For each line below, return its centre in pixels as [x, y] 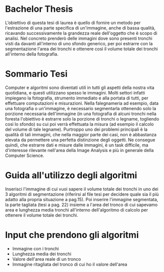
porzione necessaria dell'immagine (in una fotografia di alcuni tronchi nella [81, 114]
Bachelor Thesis [39, 9]
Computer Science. [25, 155]
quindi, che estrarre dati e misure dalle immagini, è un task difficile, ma [77, 145]
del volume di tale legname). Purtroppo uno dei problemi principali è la [76, 129]
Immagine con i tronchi [35, 248]
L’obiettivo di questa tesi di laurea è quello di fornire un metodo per [73, 23]
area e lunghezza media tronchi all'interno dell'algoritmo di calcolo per [77, 210]
